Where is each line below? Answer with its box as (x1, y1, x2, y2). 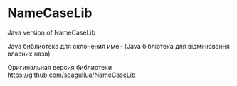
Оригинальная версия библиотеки (7, 63, 112, 71)
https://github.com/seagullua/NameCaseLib (7, 70, 136, 79)
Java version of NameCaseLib (7, 28, 96, 37)
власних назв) (7, 49, 51, 58)
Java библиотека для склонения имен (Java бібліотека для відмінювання (7, 42, 230, 50)
